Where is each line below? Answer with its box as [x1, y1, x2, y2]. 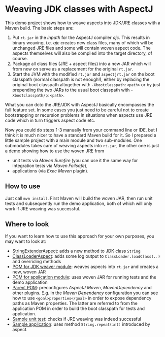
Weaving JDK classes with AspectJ [5, 3, 154, 15]
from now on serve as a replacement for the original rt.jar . [12, 66, 134, 72]
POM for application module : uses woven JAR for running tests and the [12, 274, 157, 280]
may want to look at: [5, 238, 46, 244]
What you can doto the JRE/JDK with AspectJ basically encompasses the [5, 101, 154, 107]
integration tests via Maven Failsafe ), [12, 163, 88, 168]
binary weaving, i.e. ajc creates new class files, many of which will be [12, 39, 154, 45]
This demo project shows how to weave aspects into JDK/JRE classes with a [5, 20, 161, 26]
